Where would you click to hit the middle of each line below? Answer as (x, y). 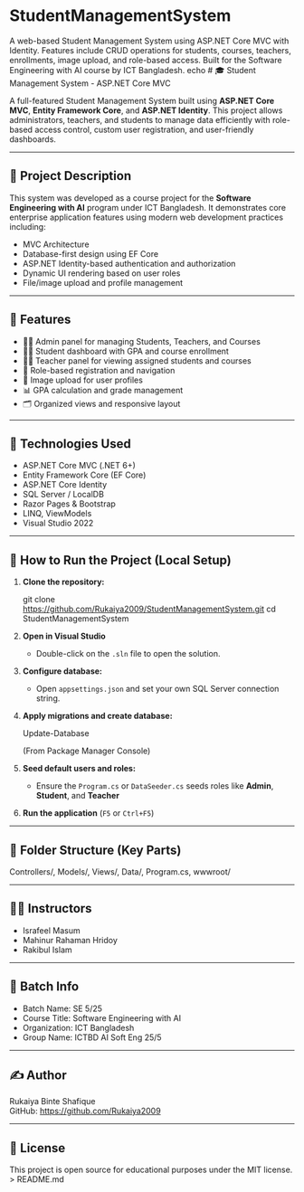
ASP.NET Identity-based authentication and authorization (129, 263)
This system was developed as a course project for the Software (130, 198)
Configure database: (62, 671)
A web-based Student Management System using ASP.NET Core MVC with (149, 41)
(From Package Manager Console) (86, 751)
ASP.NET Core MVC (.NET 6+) (79, 466)
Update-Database (56, 733)
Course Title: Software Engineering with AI (102, 1017)
